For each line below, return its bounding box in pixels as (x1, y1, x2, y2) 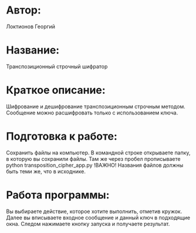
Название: (6, 43, 60, 57)
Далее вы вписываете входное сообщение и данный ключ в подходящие (6, 214, 191, 221)
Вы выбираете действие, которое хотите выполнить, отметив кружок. (6, 208, 183, 215)
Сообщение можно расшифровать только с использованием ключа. (6, 109, 178, 116)
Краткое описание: (6, 83, 106, 97)
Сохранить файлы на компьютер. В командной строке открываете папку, (6, 149, 191, 156)
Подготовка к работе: (6, 130, 117, 143)
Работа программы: (6, 188, 110, 201)
